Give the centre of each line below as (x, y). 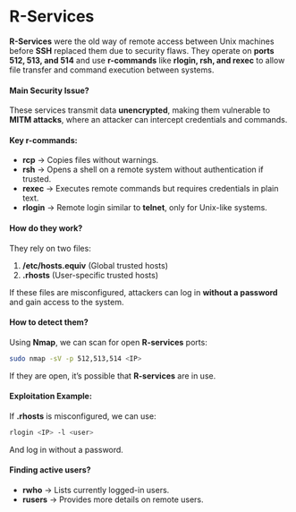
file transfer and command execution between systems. (112, 70)
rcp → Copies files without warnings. (90, 160)
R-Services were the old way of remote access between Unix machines (142, 41)
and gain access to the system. (67, 302)
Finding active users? (50, 470)
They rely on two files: (50, 248)
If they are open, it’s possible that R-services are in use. (113, 375)
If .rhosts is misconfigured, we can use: (83, 416)
